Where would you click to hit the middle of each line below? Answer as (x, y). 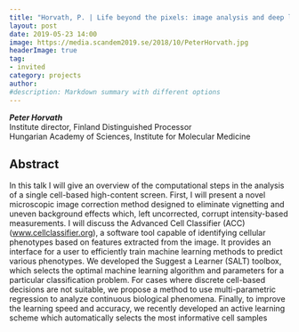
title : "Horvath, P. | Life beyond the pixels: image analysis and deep (147, 17)
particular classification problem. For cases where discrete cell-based (137, 280)
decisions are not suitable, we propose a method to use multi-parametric (143, 289)
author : (24, 84)
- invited (28, 68)
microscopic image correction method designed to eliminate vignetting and (147, 205)
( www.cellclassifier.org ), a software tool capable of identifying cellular (137, 233)
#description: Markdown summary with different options (115, 92)
